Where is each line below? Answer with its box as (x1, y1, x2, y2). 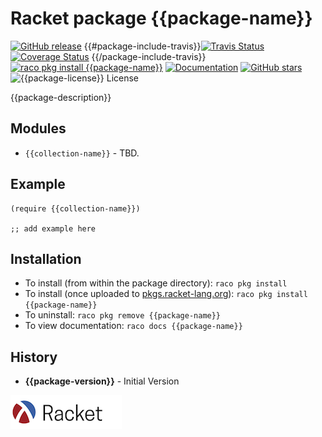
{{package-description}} (10, 91, 112, 103)
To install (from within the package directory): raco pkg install (24, 277, 288, 289)
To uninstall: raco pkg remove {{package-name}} (24, 309, 222, 321)
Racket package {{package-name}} (10, 7, 313, 30)
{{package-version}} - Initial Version (24, 375, 180, 387)
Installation (10, 250, 82, 267)
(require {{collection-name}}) (10, 203, 141, 214)
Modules (10, 120, 67, 137)
